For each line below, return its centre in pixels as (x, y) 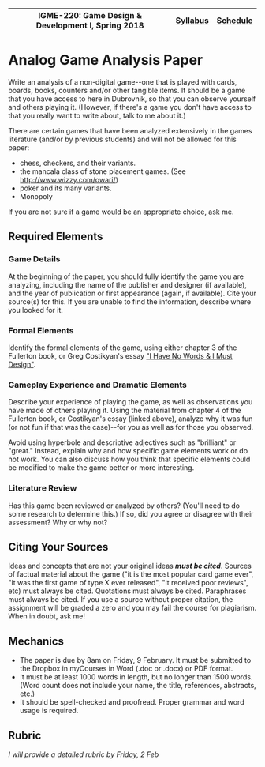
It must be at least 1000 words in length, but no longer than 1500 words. (136, 677)
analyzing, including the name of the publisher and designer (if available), (127, 284)
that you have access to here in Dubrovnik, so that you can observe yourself (132, 99)
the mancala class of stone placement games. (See (103, 171)
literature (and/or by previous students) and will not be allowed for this (122, 139)
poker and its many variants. (65, 188)
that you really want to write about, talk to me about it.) (97, 115)
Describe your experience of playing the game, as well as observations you (131, 402)
